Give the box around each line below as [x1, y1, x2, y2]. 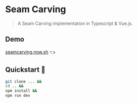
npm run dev [5, 93, 30, 98]
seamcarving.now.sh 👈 [5, 49, 56, 55]
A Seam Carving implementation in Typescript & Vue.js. [17, 20, 133, 26]
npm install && [5, 88, 37, 93]
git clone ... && [5, 79, 42, 84]
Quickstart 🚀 [5, 65, 45, 74]
